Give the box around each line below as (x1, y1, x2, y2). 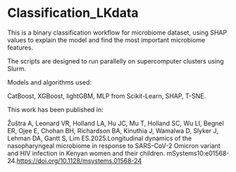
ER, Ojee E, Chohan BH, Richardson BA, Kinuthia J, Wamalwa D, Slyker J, (7, 126, 218, 135)
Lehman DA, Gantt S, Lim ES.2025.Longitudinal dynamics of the (7, 134, 192, 142)
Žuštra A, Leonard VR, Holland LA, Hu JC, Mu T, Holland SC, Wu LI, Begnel (7, 118, 224, 128)
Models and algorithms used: (7, 78, 92, 86)
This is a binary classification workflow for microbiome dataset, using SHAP (7, 28, 228, 37)
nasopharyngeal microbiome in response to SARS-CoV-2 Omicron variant (7, 141, 221, 149)
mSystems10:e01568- (166, 149, 230, 157)
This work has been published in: (7, 105, 104, 113)
